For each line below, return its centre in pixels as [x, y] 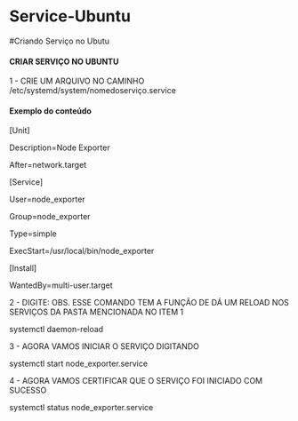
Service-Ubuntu [70, 16]
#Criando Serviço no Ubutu [59, 41]
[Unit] [20, 131]
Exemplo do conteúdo [50, 111]
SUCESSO [28, 390]
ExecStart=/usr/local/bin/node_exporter [82, 251]
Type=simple [33, 234]
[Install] [23, 268]
